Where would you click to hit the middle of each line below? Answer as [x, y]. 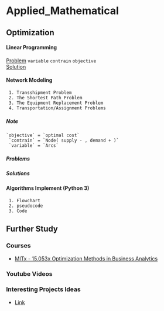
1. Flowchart [25, 200]
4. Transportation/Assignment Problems [57, 108]
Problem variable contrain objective [51, 61]
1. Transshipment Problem [40, 92]
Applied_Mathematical [62, 11]
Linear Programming [32, 48]
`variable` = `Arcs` [34, 145]
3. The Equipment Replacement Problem [56, 103]
